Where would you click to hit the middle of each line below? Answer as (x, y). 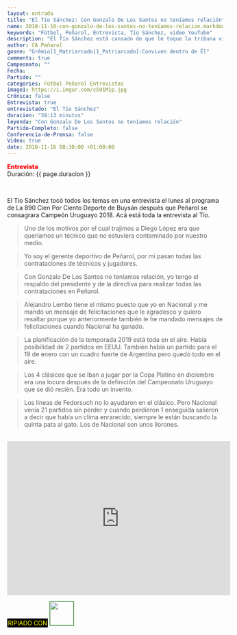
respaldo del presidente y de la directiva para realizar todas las (113, 284)
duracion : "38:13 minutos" (46, 115)
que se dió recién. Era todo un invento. (78, 389)
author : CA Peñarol (35, 45)
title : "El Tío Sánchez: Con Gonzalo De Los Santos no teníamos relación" (116, 20)
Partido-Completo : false (42, 128)
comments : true (29, 58)
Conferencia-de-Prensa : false (50, 134)
